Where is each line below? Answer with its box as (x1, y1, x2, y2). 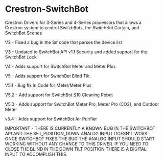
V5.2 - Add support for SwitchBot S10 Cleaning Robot (5, 92, 113, 98)
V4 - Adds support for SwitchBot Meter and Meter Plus (5, 63, 116, 69)
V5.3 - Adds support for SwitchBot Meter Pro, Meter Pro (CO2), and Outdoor (5, 101, 159, 107)
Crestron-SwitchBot (5, 3, 89, 15)
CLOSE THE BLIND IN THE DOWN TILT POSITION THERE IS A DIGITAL (5, 146, 147, 152)
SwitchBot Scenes (5, 30, 42, 36)
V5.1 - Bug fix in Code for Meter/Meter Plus (5, 82, 92, 88)
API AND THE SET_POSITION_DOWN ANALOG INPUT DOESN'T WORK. (5, 130, 149, 136)
